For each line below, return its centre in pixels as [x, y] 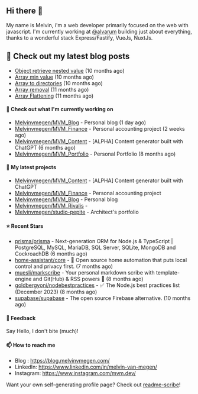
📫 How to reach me [31, 345]
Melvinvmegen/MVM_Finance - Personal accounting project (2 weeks [100, 128]
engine [23, 279]
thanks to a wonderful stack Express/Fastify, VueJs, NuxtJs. [79, 38]
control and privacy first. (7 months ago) [64, 266]
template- [168, 273]
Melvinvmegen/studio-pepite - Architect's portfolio [77, 212]
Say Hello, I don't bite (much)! [42, 331]
